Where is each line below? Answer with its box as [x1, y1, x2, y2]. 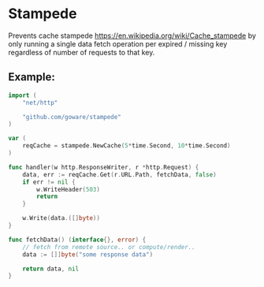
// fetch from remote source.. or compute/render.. [22, 243, 195, 251]
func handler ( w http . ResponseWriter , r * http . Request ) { [8, 163, 199, 171]
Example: [8, 70, 55, 84]
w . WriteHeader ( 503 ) [36, 185, 101, 193]
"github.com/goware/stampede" [22, 113, 122, 121]
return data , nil [22, 265, 80, 273]
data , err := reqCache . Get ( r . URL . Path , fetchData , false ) [22, 170, 217, 178]
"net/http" [22, 99, 58, 106]
